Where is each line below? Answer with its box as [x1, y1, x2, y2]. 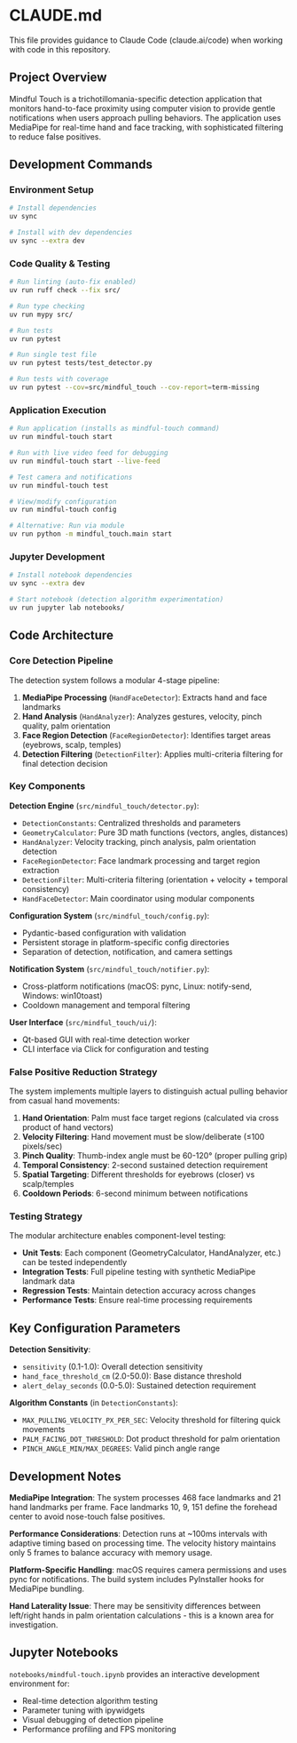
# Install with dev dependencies [9, 228, 133, 237]
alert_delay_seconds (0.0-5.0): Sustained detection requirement [21, 1381, 257, 1391]
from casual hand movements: [9, 1095, 121, 1106]
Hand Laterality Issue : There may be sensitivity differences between [9, 1601, 262, 1612]
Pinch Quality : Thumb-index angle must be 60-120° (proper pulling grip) [21, 1150, 288, 1161]
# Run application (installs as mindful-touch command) [9, 424, 220, 434]
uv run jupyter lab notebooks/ [9, 603, 125, 612]
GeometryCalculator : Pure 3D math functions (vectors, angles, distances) [21, 827, 289, 838]
